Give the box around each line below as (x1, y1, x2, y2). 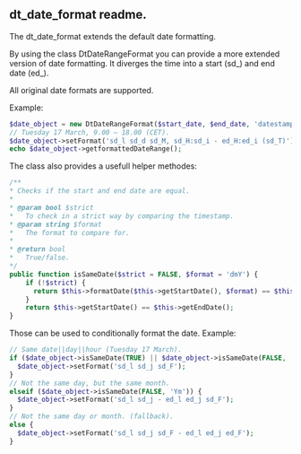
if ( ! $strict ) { (25, 278, 87, 287)
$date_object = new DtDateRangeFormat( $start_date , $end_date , (9, 119, 251, 128)
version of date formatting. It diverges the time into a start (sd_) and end (9, 57, 275, 68)
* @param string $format (9, 220, 102, 229)
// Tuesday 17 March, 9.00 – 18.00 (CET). (9, 127, 170, 137)
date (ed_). (9, 67, 49, 78)
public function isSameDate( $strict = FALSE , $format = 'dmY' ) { (9, 269, 259, 279)
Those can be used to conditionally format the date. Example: (9, 327, 236, 339)
